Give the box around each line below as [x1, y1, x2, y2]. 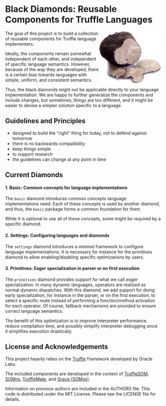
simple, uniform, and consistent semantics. [5, 77, 93, 83]
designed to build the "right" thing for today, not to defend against [12, 130, 147, 136]
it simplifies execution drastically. [5, 328, 73, 334]
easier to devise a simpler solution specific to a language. [5, 102, 123, 108]
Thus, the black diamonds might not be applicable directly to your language [5, 86, 159, 92]
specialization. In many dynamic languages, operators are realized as [5, 281, 146, 287]
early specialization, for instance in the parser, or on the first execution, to [5, 292, 156, 298]
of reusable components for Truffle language [5, 36, 96, 42]
